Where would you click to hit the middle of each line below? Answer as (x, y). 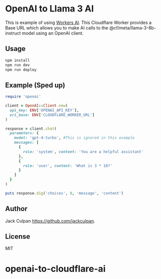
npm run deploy (21, 70)
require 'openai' (23, 97)
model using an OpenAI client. (53, 33)
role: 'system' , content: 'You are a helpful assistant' (83, 152)
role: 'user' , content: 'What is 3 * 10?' (68, 166)
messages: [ (26, 143)
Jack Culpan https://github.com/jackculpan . (50, 221)
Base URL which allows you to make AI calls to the (57, 27)
